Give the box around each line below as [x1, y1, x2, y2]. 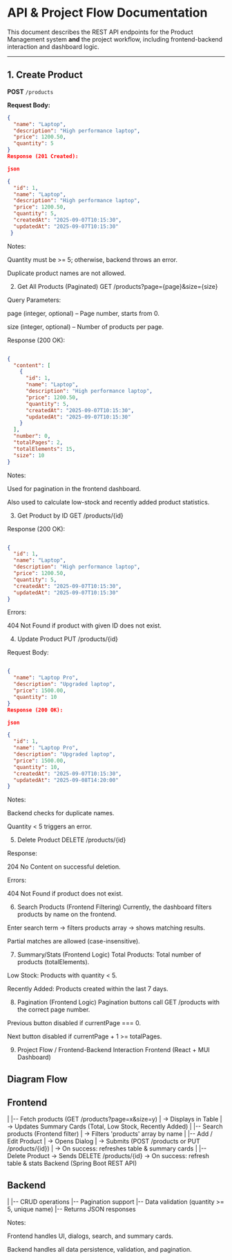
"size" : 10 [13, 452, 45, 459]
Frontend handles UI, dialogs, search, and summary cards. [7, 1232, 174, 1241]
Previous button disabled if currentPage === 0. [7, 1019, 142, 1027]
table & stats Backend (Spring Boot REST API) [7, 1159, 137, 1168]
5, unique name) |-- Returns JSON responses [7, 1205, 136, 1214]
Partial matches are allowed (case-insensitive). [7, 937, 140, 946]
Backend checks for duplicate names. [7, 809, 115, 817]
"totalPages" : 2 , [13, 439, 64, 446]
